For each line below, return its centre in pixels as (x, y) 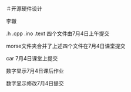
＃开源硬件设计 (24, 8)
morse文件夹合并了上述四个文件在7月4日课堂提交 (66, 46)
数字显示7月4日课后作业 (35, 71)
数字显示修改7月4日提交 (35, 83)
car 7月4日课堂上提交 (32, 58)
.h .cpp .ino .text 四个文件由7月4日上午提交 (58, 33)
